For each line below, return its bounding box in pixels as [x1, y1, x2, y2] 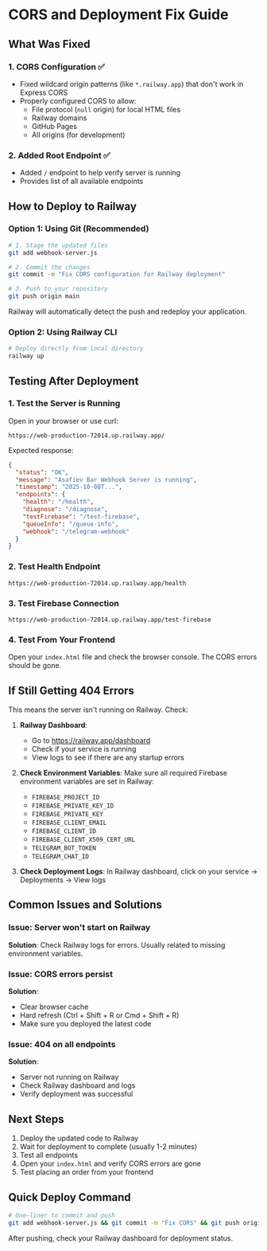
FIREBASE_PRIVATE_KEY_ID [31, 802, 114, 810]
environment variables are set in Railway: [19, 776, 155, 786]
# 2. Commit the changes [8, 263, 91, 272]
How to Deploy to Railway [8, 199, 137, 213]
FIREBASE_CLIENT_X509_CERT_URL [31, 836, 136, 844]
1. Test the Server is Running [8, 398, 121, 409]
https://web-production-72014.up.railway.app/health [8, 579, 187, 587]
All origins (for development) [31, 130, 126, 139]
